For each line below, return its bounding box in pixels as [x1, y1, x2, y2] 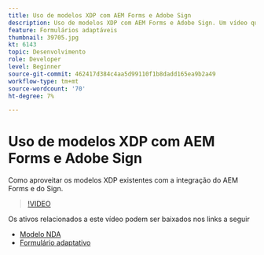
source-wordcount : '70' [8, 84, 86, 93]
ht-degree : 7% [8, 92, 55, 100]
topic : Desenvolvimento [8, 48, 86, 56]
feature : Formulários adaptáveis [8, 26, 118, 34]
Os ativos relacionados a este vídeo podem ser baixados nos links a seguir [8, 214, 250, 224]
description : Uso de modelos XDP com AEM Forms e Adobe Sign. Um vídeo [8, 19, 247, 27]
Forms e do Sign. [8, 184, 64, 194]
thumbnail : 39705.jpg [8, 33, 79, 42]
